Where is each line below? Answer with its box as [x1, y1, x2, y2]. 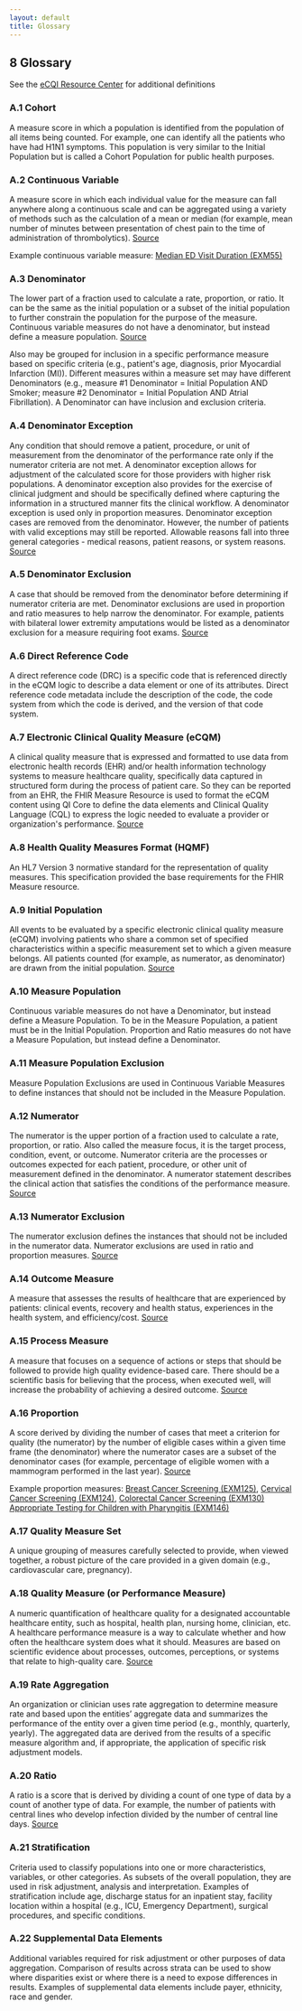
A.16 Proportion [9, 1407, 79, 1419]
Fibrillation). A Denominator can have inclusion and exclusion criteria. [9, 397, 267, 407]
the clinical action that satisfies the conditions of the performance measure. [9, 1178, 290, 1189]
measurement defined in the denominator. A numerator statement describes [9, 1168, 292, 1179]
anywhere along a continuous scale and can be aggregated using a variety [9, 203, 287, 214]
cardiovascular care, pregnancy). [9, 1565, 133, 1576]
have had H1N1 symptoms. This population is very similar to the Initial [9, 141, 266, 152]
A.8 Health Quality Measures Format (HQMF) [9, 841, 210, 854]
